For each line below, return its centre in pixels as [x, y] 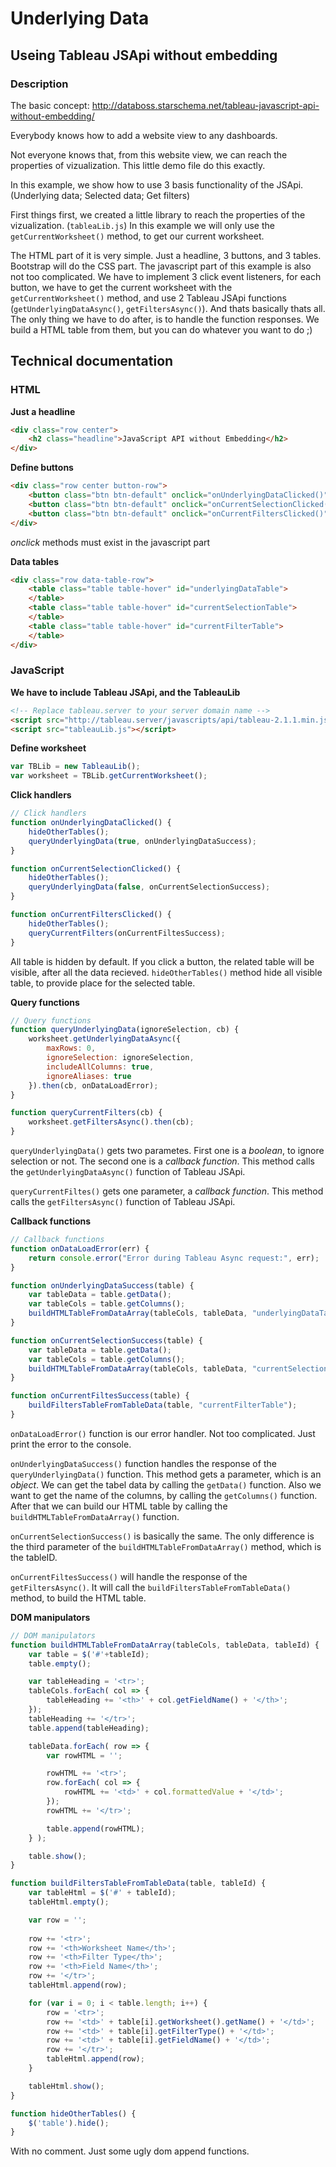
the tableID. [34, 1557]
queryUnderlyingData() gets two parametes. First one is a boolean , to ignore [167, 1151]
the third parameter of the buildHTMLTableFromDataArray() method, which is [166, 1546]
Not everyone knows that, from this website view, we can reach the [149, 154]
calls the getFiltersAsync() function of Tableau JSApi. [123, 1202]
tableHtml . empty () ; [69, 1902]
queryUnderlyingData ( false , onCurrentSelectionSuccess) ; [149, 887]
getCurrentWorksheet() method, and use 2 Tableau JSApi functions [148, 298]
